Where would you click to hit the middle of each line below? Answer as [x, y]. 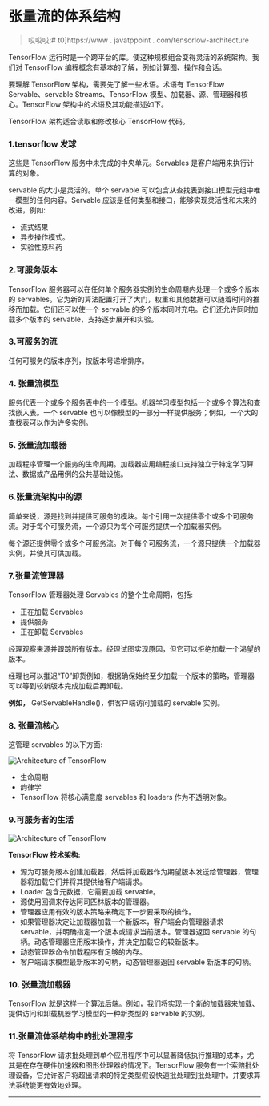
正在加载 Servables [52, 612]
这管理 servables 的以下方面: [56, 745]
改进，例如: [27, 210]
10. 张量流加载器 [40, 984]
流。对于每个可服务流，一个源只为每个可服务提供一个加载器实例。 [117, 526]
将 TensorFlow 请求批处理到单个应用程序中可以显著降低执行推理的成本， [128, 1056]
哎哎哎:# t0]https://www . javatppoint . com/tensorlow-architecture [139, 40]
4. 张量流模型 [34, 383]
